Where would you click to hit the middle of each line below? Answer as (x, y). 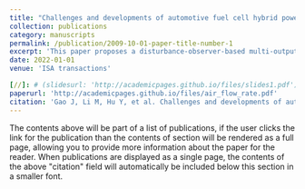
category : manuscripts (52, 35)
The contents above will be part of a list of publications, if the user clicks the (152, 127)
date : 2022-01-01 (42, 60)
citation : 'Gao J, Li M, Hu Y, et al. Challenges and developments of (146, 102)
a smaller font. (36, 176)
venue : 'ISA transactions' (60, 69)
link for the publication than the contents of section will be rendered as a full (152, 137)
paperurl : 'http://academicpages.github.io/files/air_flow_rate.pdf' (144, 93)
